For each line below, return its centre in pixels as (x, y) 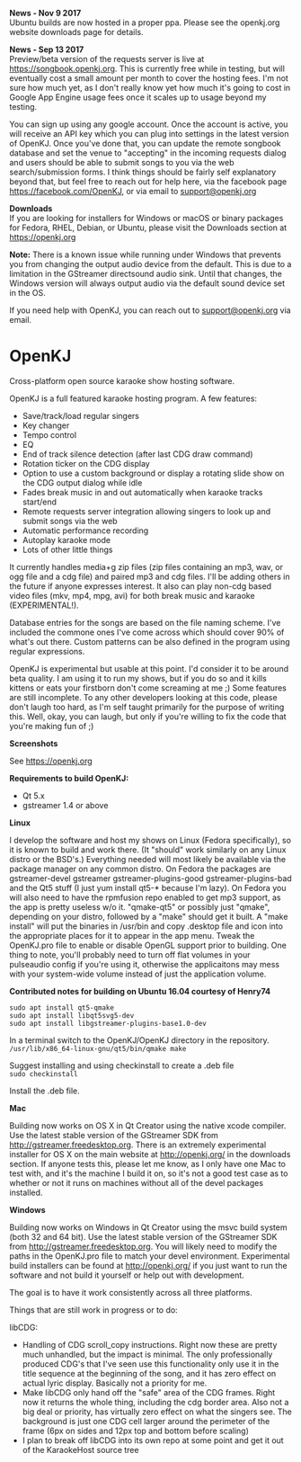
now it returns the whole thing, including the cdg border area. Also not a (155, 1402)
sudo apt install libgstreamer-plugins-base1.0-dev (108, 1023)
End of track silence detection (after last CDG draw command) (137, 454)
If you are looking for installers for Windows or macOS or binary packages (146, 218)
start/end (39, 502)
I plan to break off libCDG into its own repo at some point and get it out (153, 1440)
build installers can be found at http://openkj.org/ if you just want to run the (148, 1265)
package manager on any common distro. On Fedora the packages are (140, 869)
